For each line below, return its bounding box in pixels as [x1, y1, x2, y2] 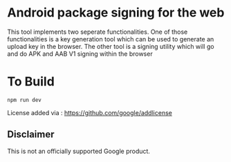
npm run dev [7, 97, 41, 103]
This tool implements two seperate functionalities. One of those [7, 28, 188, 36]
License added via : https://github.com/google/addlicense [7, 108, 173, 117]
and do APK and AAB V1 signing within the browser [7, 50, 154, 58]
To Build [7, 74, 55, 90]
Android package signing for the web [7, 5, 225, 21]
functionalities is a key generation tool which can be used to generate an [7, 34, 214, 43]
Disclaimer [7, 129, 55, 141]
